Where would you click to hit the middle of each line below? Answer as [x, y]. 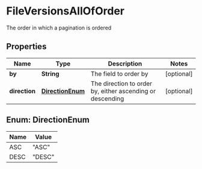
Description [125, 63]
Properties [26, 47]
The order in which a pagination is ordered [59, 28]
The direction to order [121, 84]
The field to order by [119, 73]
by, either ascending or [123, 91]
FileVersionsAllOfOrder [66, 11]
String [50, 73]
